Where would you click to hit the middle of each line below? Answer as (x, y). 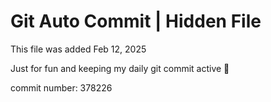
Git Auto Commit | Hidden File (136, 21)
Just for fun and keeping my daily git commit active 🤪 (120, 68)
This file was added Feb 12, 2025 (78, 49)
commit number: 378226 (61, 87)
